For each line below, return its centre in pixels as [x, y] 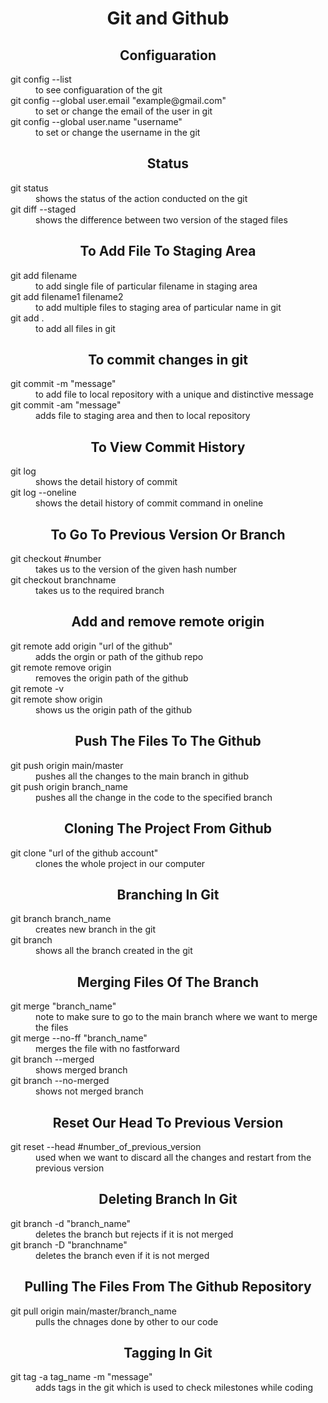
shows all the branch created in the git [114, 951]
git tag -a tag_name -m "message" [81, 1377]
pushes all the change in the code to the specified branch [154, 797]
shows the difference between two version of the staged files [161, 219]
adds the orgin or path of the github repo [119, 656]
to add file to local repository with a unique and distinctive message [174, 394]
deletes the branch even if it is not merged [122, 1255]
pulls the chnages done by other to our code [127, 1321]
